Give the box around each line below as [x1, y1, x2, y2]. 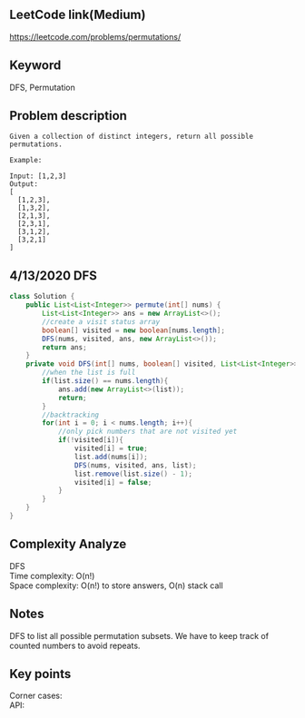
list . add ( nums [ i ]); [74, 452, 148, 461]
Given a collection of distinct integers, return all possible [9, 132, 254, 142]
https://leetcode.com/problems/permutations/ [9, 31, 182, 42]
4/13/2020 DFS [9, 268, 98, 283]
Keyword [9, 58, 62, 74]
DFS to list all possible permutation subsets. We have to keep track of [9, 630, 270, 641]
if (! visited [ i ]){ [57, 436, 124, 445]
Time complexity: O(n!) [9, 570, 95, 581]
